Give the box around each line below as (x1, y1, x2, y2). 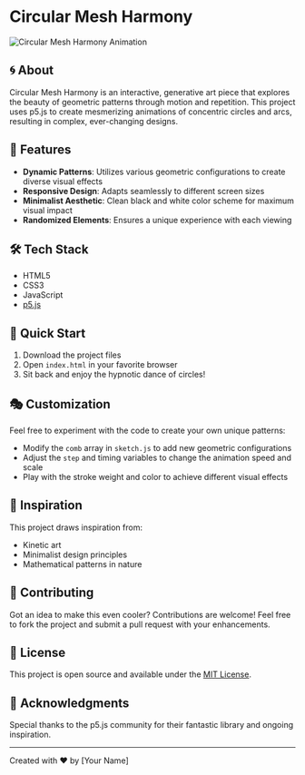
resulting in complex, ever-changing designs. (9, 115, 179, 126)
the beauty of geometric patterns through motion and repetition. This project (9, 96, 296, 107)
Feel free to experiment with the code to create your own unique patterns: (9, 425, 286, 436)
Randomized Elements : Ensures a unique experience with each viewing (22, 214, 292, 225)
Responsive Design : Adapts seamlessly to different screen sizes (22, 185, 265, 196)
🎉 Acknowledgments (9, 695, 130, 711)
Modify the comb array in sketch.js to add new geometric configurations (22, 443, 292, 453)
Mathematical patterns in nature (22, 558, 143, 569)
